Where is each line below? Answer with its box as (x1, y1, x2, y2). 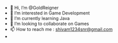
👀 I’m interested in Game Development (10, 10, 90, 16)
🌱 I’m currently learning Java (10, 15, 70, 21)
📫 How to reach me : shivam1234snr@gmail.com (10, 26, 113, 32)
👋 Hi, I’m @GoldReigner (10, 5, 59, 10)
